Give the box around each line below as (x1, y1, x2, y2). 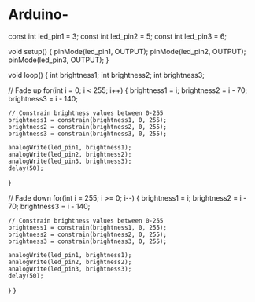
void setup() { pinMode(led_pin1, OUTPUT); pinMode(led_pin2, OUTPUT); (8, 46, 246, 56)
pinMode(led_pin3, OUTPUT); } (8, 55, 109, 64)
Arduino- (8, 6, 68, 24)
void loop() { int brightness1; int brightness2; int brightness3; (8, 70, 205, 79)
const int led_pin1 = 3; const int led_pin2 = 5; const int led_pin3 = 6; (8, 31, 227, 41)
